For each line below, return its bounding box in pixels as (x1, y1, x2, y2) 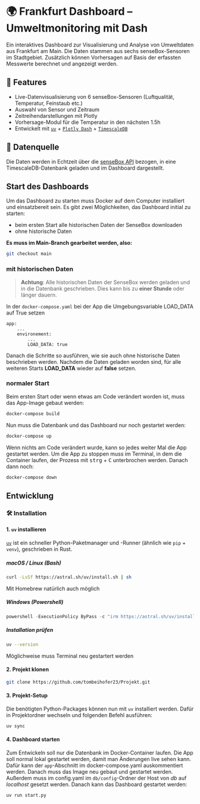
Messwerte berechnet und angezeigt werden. (6, 60, 118, 67)
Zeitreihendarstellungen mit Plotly (14, 112, 98, 119)
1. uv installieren (6, 526, 46, 533)
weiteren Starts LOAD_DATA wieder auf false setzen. (6, 364, 137, 372)
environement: (17, 331, 52, 337)
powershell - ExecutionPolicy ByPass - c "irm (6, 613, 118, 619)
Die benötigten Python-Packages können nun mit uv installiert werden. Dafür (6, 705, 194, 712)
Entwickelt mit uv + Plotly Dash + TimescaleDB (14, 124, 128, 132)
